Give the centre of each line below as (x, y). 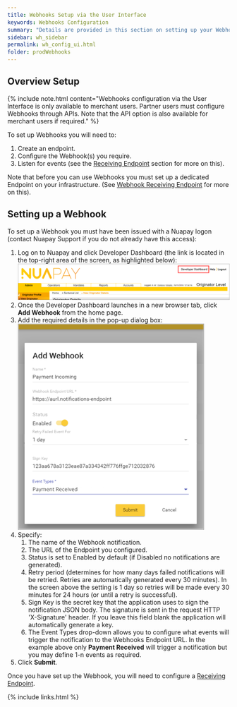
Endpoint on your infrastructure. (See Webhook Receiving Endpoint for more (118, 184)
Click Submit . (37, 662)
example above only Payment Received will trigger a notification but (128, 647)
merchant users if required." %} (53, 121)
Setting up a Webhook (57, 214)
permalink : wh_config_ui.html (52, 45)
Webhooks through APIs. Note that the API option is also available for (108, 114)
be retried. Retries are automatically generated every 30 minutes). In (127, 579)
